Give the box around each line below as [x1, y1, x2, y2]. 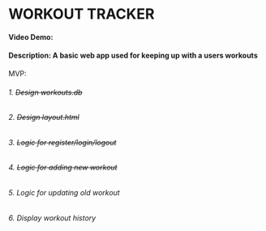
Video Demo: [8, 32, 54, 41]
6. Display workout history [8, 212, 97, 223]
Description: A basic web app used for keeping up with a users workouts [8, 50, 258, 61]
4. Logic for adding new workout [8, 163, 118, 173]
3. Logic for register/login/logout [8, 137, 117, 147]
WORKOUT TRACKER [8, 5, 155, 24]
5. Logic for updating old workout [8, 188, 120, 198]
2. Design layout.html [8, 113, 79, 122]
